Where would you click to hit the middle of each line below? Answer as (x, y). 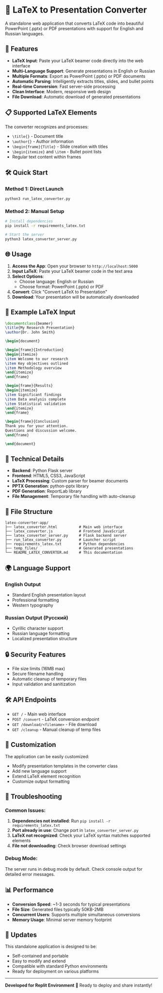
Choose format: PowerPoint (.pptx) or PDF (62, 286)
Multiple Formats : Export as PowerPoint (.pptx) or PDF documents (79, 76)
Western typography (33, 605)
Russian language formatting (41, 633)
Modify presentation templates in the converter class (65, 766)
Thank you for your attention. (37, 426)
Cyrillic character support (38, 629)
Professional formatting (35, 600)
